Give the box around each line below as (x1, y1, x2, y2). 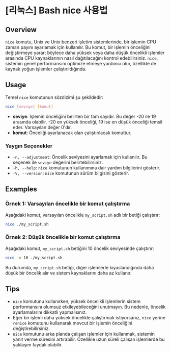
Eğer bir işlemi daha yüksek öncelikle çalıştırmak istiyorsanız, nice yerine (12, 314, 166, 320)
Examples (5, 185, 37, 194)
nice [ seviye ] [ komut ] (5, 104, 53, 109)
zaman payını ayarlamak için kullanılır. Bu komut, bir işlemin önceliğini (5, 44, 151, 50)
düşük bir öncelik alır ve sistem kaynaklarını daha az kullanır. (5, 270, 132, 276)
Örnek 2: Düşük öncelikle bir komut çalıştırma (5, 234, 121, 241)
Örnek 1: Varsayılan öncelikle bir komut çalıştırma (5, 200, 130, 207)
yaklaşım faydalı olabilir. (12, 341, 63, 347)
